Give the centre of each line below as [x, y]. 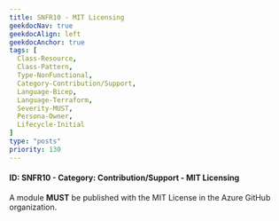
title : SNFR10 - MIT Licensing [67, 17]
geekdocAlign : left [45, 34]
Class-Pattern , [45, 67]
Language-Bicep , [47, 91]
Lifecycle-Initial [51, 125]
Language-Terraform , [55, 100]
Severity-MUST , [45, 108]
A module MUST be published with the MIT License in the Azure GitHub [140, 197]
